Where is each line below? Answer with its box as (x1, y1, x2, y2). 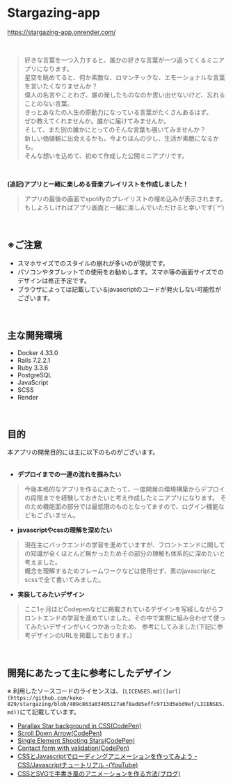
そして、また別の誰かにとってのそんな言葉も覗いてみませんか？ (24, 125, 207, 134)
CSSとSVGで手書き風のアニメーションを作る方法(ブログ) (17, 769, 181, 778)
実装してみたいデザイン (17, 590, 85, 599)
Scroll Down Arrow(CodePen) (17, 729, 102, 737)
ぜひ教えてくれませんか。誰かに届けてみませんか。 (24, 116, 170, 125)
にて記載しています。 (19, 708, 80, 716)
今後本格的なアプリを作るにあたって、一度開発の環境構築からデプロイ (24, 485, 225, 494)
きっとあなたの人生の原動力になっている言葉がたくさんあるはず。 (24, 108, 213, 116)
